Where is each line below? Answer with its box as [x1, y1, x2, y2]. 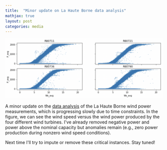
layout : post [5, 18, 32, 23]
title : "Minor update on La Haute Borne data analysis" [5, 8, 126, 13]
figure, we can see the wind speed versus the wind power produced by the [5, 114, 160, 120]
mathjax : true [5, 13, 35, 18]
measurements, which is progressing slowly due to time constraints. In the [5, 108, 158, 114]
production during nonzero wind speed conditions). [5, 130, 111, 136]
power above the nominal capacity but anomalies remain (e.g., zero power [5, 124, 158, 130]
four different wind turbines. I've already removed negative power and [5, 119, 149, 125]
